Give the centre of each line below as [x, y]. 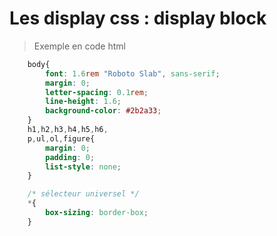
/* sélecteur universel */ [83, 194]
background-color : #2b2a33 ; [103, 111]
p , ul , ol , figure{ [61, 138]
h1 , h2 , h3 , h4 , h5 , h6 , [68, 130]
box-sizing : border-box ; [97, 213]
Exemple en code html [79, 46]
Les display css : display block [138, 18]
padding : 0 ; [70, 157]
